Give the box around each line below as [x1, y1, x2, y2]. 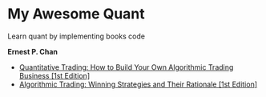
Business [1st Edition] [18, 71, 90, 80]
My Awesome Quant [7, 5, 145, 23]
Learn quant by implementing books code [7, 31, 146, 41]
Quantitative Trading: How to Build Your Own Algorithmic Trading [18, 62, 234, 72]
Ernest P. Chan [7, 46, 58, 56]
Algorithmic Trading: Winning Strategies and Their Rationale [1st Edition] [18, 79, 258, 89]
